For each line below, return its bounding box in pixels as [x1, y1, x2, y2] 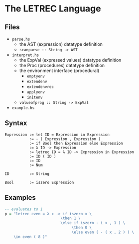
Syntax [4, 119, 27, 127]
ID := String [4, 171, 50, 176]
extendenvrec [26, 84, 54, 89]
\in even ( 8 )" [13, 234, 48, 239]
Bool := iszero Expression [4, 180, 74, 185]
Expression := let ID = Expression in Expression [4, 132, 110, 137]
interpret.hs [11, 53, 39, 58]
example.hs [11, 105, 35, 110]
